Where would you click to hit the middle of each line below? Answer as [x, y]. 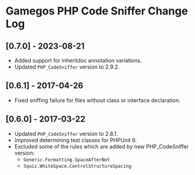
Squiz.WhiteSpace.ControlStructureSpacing [77, 166]
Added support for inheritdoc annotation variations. [78, 60]
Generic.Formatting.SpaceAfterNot [67, 160]
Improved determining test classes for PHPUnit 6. [76, 140]
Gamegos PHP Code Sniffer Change [97, 11]
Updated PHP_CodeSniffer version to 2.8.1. [66, 134]
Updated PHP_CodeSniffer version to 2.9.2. [67, 67]
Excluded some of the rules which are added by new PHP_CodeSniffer [101, 146]
